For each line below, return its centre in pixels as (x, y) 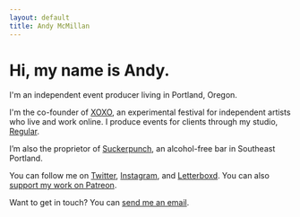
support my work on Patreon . (63, 186)
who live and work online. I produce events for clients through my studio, (144, 122)
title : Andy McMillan (50, 26)
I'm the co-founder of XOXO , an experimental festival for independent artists (150, 112)
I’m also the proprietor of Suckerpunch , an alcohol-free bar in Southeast (142, 149)
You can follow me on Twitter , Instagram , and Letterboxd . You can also (140, 176)
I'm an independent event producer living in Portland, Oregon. (123, 95)
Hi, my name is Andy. (90, 70)
